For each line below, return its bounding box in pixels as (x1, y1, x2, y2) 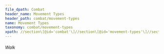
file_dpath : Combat (5, 7, 45, 12)
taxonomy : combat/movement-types (5, 25, 73, 30)
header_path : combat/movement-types (5, 16, 80, 21)
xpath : (5, 29, 19, 34)
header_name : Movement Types (5, 12, 64, 16)
